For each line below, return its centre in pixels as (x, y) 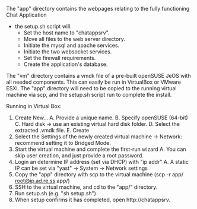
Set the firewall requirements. (60, 58)
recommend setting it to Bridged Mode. (63, 143)
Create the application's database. (66, 64)
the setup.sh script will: (43, 26)
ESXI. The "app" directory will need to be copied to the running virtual (91, 88)
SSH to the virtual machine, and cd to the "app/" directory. (86, 187)
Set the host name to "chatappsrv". (66, 33)
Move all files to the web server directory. (74, 39)
